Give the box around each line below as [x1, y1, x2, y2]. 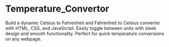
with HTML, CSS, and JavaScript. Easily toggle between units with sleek [5, 25, 156, 31]
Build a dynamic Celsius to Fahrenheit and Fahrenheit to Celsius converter [5, 20, 160, 26]
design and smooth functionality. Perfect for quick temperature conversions [5, 30, 164, 36]
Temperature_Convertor [5, 3, 109, 15]
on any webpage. [5, 36, 42, 42]
